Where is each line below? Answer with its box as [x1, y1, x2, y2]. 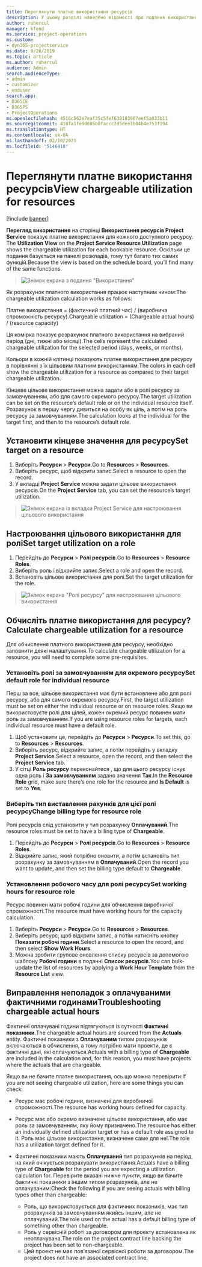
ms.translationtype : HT [6, 127, 66, 133]
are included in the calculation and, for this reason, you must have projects [6, 1054, 191, 1061]
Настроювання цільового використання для [6, 529, 182, 539]
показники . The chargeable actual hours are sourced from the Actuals [6, 1029, 182, 1036]
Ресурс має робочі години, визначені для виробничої [14, 1097, 153, 1104]
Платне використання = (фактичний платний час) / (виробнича [6, 306, 168, 313]
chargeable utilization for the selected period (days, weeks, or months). [6, 344, 183, 351]
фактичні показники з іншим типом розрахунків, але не [14, 1178, 158, 1185]
